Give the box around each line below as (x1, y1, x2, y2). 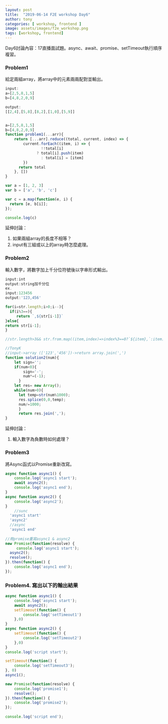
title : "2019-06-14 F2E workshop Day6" (5, 12, 91, 17)
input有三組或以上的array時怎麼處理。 (12, 242, 91, 248)
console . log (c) (5, 215, 37, 220)
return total (18, 165, 46, 170)
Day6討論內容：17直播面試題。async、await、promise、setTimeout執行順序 (5, 45, 162, 51)
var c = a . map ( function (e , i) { (5, 197, 72, 202)
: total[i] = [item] (40, 155, 84, 161)
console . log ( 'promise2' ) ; (14, 700, 68, 705)
